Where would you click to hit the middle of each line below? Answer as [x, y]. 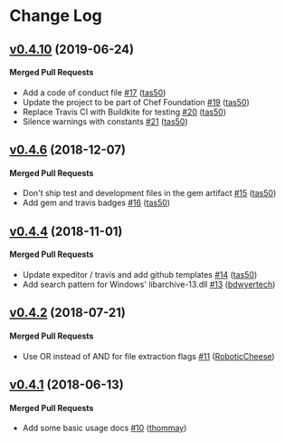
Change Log [56, 16]
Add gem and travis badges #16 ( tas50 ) [96, 203]
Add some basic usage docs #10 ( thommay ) [104, 428]
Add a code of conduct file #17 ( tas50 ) [94, 93]
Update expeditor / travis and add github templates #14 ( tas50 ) [140, 274]
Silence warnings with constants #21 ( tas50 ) [105, 121]
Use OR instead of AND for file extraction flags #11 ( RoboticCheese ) [148, 356]
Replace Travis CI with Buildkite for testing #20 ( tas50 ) [124, 112]
